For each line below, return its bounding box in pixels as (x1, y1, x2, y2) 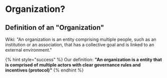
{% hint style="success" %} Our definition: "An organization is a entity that (5, 57, 162, 63)
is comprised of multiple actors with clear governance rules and (5, 62, 141, 68)
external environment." (5, 47, 52, 53)
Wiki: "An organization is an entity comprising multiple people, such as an (5, 36, 156, 42)
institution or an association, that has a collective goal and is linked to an (5, 42, 154, 48)
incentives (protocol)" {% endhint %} (5, 67, 84, 73)
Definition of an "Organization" (5, 23, 104, 32)
